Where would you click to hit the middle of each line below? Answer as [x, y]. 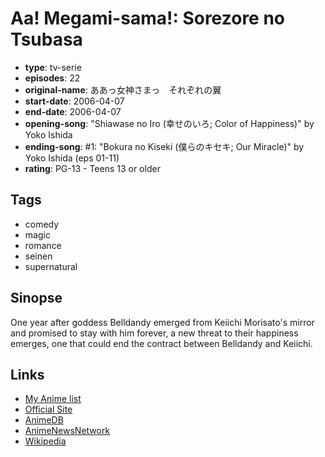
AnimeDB [44, 420]
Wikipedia [45, 441]
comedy [42, 224]
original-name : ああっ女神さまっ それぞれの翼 [123, 89]
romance [43, 245]
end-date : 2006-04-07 [73, 111]
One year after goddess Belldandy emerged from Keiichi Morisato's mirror [162, 322]
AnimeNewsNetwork [67, 431]
